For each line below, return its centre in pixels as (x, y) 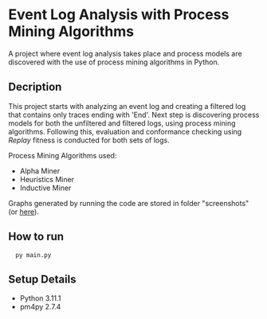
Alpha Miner (40, 171)
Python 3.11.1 (40, 298)
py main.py (33, 255)
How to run (36, 237)
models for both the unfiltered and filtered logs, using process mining (122, 123)
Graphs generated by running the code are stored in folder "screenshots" (129, 203)
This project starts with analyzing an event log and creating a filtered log (127, 106)
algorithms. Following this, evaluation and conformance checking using (125, 131)
